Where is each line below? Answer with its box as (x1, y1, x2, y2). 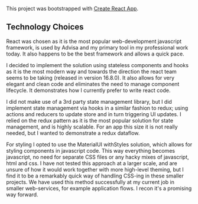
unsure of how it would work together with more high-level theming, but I (6, 166, 184, 173)
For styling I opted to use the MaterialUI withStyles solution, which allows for (6, 141, 193, 148)
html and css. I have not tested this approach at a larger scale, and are (6, 159, 177, 167)
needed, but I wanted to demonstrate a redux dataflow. (6, 129, 140, 136)
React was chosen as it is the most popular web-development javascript (6, 38, 182, 45)
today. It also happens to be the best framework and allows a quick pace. (6, 50, 184, 57)
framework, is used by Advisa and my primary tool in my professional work (6, 44, 189, 51)
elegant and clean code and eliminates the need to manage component (6, 80, 180, 87)
